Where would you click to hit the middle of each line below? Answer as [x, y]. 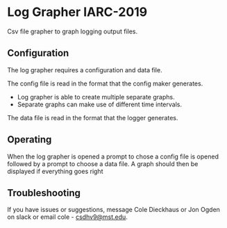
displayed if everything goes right [55, 171]
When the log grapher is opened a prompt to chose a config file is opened [113, 156]
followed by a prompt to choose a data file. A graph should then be [103, 163]
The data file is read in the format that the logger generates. [93, 117]
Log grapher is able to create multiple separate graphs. [96, 97]
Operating [30, 140]
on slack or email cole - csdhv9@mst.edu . [68, 217]
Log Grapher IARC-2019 [77, 12]
